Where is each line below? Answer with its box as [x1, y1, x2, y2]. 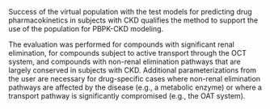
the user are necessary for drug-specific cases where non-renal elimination [8, 74, 261, 83]
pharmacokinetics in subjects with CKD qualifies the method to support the [8, 15, 259, 25]
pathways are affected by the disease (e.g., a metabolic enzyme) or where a [8, 82, 263, 92]
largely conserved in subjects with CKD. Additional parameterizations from [8, 65, 257, 75]
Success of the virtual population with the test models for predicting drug [8, 7, 252, 16]
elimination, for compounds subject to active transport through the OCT [8, 48, 247, 57]
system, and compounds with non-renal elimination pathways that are [8, 57, 241, 66]
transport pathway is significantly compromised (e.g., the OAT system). [8, 91, 246, 100]
